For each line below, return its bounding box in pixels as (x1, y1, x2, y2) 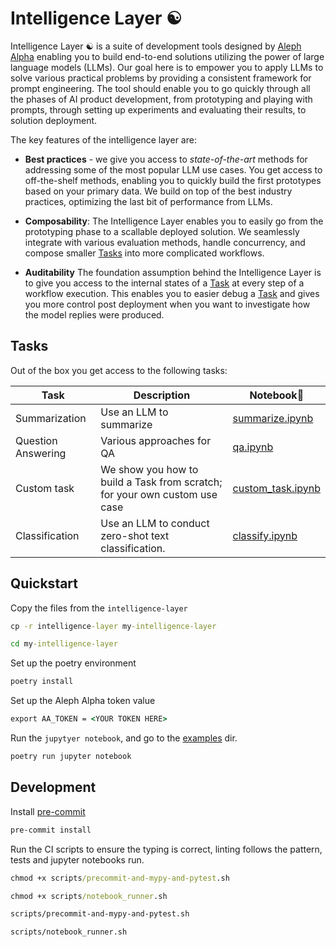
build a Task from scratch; (100, 475, 223, 489)
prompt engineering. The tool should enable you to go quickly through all (10, 82, 311, 94)
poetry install (10, 677, 74, 687)
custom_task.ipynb (232, 481, 321, 495)
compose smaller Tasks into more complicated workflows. (24, 247, 265, 259)
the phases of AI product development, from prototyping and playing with (10, 93, 313, 105)
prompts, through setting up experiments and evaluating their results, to (10, 103, 307, 116)
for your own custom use (100, 487, 218, 501)
